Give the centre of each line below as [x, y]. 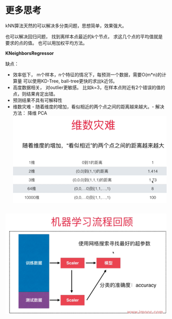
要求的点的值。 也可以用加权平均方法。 [46, 43]
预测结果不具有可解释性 [37, 100]
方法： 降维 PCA [30, 113]
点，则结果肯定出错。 [35, 94]
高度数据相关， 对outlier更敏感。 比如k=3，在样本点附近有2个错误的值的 [89, 87]
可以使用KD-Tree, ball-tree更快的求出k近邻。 [70, 81]
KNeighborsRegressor [30, 53]
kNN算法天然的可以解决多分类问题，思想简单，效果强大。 [66, 26]
